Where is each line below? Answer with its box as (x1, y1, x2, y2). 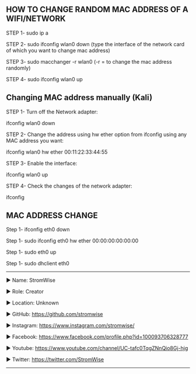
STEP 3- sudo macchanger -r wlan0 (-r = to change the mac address (6, 58, 172, 65)
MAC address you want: (6, 137, 64, 144)
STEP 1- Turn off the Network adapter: (6, 108, 98, 115)
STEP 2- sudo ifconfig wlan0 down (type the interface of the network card (6, 40, 185, 47)
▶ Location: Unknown (6, 299, 60, 306)
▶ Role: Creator (6, 288, 44, 295)
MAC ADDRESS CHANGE (6, 210, 98, 221)
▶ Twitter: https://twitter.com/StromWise (6, 356, 104, 363)
